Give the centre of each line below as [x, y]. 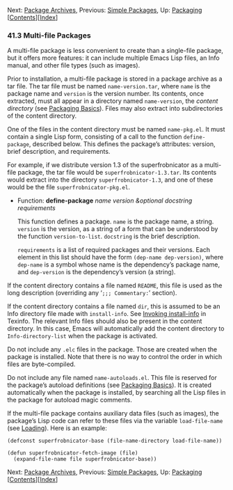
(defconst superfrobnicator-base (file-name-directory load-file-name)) [115, 441]
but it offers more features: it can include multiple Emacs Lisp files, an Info [114, 58]
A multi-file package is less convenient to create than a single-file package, [115, 51]
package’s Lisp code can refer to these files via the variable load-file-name [115, 421]
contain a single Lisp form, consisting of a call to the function [95, 137]
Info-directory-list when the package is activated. [82, 336]
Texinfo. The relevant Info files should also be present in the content [105, 321]
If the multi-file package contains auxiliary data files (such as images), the [113, 413]
